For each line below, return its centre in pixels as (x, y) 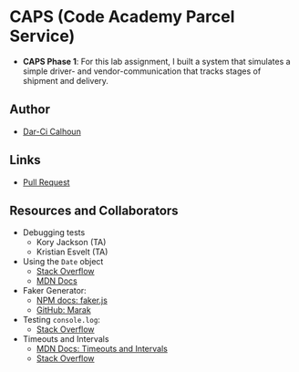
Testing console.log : (61, 320)
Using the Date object (63, 262)
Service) (42, 36)
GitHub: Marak (63, 310)
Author (30, 110)
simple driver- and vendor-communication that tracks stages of (142, 71)
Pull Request (46, 182)
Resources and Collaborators (94, 210)
